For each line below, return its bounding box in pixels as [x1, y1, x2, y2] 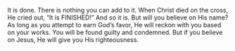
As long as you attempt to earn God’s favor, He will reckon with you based [7, 21, 222, 29]
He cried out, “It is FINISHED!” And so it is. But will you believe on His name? [7, 13, 229, 22]
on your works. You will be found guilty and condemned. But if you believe [7, 28, 223, 36]
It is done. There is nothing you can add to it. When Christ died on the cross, [7, 6, 229, 14]
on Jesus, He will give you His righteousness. [7, 36, 139, 44]
